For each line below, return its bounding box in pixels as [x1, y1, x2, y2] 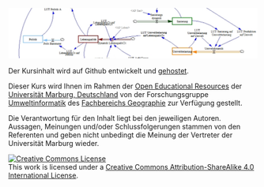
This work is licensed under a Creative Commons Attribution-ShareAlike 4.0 [8, 162, 255, 171]
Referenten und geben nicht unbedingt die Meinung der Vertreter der [8, 130, 233, 140]
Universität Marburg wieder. [8, 138, 100, 148]
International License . [8, 170, 79, 180]
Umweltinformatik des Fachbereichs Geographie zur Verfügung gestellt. [8, 98, 243, 107]
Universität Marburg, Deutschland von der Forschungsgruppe [8, 89, 209, 99]
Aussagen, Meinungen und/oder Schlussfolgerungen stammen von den [8, 122, 241, 131]
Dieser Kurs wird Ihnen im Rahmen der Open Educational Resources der [8, 81, 243, 91]
